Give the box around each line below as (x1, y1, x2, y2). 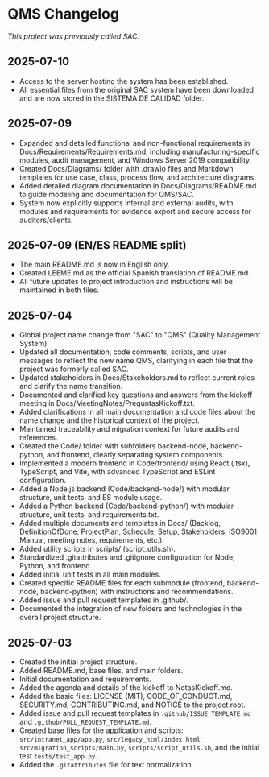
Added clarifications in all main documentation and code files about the (19, 407, 256, 417)
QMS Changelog (7, 5, 120, 23)
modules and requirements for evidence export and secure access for (19, 206, 251, 216)
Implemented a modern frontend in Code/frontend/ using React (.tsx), (19, 458, 250, 468)
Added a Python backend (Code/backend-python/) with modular (19, 501, 234, 511)
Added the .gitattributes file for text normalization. (19, 760, 194, 769)
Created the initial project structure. (19, 657, 138, 667)
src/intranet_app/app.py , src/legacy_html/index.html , (19, 734, 203, 743)
